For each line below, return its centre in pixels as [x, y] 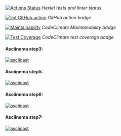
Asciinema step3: [24, 49]
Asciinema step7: [24, 117]
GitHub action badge [69, 17]
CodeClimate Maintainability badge [79, 27]
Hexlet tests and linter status [72, 8]
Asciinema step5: [24, 71]
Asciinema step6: [24, 94]
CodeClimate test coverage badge [78, 37]
